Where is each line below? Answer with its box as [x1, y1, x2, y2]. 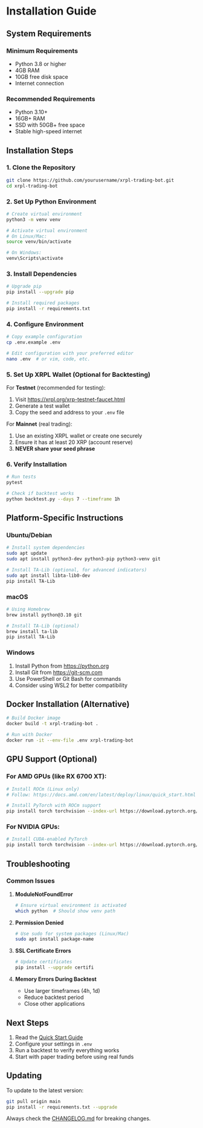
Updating [6, 1070, 42, 1081]
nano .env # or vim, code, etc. [6, 356, 91, 362]
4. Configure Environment [6, 320, 84, 328]
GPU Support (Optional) [6, 754, 98, 765]
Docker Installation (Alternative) [6, 699, 130, 709]
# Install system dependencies [6, 545, 85, 551]
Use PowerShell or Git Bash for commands [14, 675, 121, 682]
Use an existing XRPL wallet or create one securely [14, 432, 143, 439]
